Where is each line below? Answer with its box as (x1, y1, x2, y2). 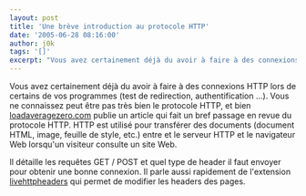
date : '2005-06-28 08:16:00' (9, 30, 120, 39)
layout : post (9, 13, 59, 23)
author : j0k (9, 38, 55, 48)
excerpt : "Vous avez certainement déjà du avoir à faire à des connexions (9, 56, 300, 65)
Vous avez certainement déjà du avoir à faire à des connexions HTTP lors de (9, 81, 297, 91)
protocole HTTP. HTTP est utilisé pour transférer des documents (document (9, 119, 295, 130)
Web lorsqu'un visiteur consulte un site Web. (9, 139, 178, 150)
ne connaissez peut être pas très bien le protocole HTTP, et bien (9, 100, 251, 110)
